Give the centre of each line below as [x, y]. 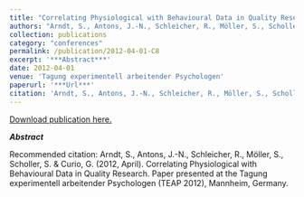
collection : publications [58, 34]
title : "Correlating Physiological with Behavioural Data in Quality [143, 18]
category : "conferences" [56, 43]
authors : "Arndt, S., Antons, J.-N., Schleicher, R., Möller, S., [137, 26]
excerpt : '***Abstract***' [60, 60]
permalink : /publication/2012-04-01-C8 [85, 52]
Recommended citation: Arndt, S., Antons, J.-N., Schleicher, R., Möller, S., [147, 154]
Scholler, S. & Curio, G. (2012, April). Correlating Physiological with [133, 164]
